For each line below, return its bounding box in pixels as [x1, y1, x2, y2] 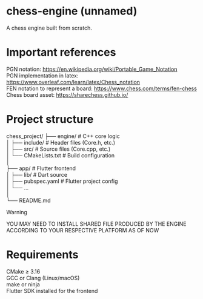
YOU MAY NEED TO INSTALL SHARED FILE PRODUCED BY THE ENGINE [6, 220, 187, 228]
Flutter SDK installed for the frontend [6, 287, 98, 294]
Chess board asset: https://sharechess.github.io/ [6, 91, 128, 98]
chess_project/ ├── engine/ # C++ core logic [6, 132, 120, 140]
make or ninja [6, 280, 41, 288]
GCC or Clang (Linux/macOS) [6, 274, 80, 281]
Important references [6, 45, 116, 59]
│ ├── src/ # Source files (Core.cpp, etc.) [6, 145, 111, 153]
